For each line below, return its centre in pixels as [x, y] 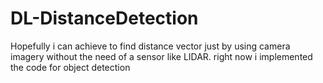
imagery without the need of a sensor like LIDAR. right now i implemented [161, 56]
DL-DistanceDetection [104, 18]
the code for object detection [70, 67]
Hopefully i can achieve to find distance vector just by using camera [150, 46]
